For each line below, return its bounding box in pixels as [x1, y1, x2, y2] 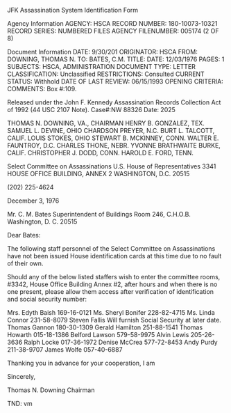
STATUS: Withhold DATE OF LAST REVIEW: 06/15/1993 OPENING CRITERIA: [7, 77, 223, 86]
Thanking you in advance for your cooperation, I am [7, 359, 155, 367]
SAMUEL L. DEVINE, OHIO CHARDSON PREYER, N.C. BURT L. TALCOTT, [7, 127, 215, 134]
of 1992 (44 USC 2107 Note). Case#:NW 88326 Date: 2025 [7, 106, 176, 114]
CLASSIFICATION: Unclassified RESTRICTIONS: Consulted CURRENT [7, 70, 205, 78]
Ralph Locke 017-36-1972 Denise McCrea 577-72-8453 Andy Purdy [24, 338, 218, 346]
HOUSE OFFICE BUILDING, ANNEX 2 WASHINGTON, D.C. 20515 [7, 170, 190, 178]
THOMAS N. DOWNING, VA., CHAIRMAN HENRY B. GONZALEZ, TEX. [7, 119, 205, 127]
